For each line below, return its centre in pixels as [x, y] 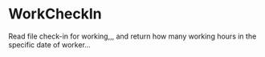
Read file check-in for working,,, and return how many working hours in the [132, 36]
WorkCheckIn [55, 14]
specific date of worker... [49, 44]
